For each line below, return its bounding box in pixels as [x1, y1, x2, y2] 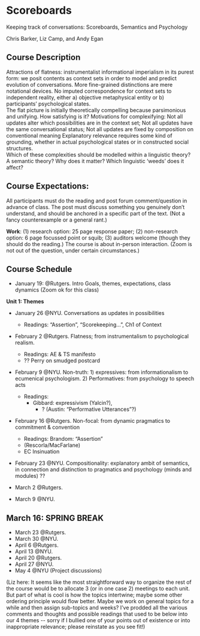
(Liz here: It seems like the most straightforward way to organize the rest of [6, 579, 192, 586]
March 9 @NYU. [14, 495, 55, 503]
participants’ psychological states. [6, 100, 91, 107]
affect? [6, 163, 24, 171]
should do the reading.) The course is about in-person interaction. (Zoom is [6, 240, 193, 247]
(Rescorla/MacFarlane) [23, 441, 81, 449]
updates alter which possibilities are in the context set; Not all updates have [6, 119, 193, 126]
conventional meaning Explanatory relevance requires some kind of [6, 132, 172, 139]
